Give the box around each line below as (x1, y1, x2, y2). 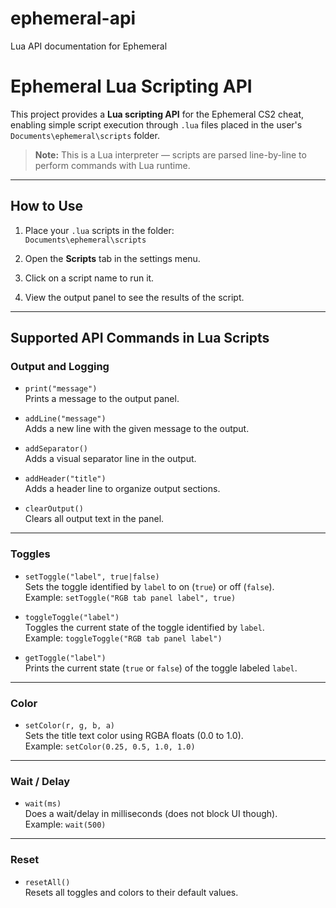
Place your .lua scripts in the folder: (24, 224, 175, 236)
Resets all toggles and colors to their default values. (24, 886, 239, 898)
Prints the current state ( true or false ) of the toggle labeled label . (24, 662, 298, 674)
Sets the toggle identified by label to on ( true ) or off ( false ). (24, 580, 275, 592)
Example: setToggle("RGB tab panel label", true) (24, 591, 237, 603)
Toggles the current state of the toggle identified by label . (24, 621, 265, 633)
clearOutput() (24, 504, 84, 514)
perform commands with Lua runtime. (34, 159, 191, 171)
